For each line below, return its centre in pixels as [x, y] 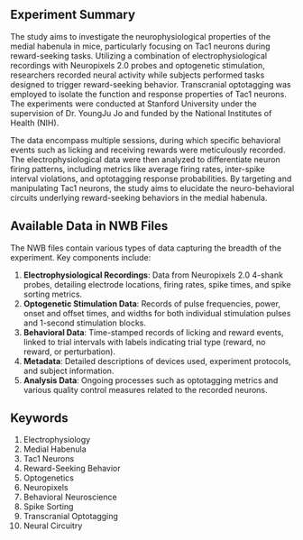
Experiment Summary [73, 15]
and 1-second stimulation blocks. [85, 323]
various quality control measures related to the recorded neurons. [146, 389]
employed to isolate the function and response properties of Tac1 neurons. [148, 94]
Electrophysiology [57, 440]
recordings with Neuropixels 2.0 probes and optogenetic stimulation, [138, 65]
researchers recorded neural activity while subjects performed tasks [138, 75]
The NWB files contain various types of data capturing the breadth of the [146, 248]
